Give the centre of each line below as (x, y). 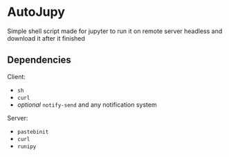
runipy (27, 146)
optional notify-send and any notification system (87, 105)
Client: (17, 76)
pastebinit (33, 132)
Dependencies (39, 60)
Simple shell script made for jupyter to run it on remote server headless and (115, 31)
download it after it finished (46, 38)
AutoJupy (36, 12)
